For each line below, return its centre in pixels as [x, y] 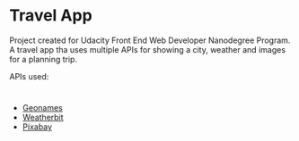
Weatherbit [43, 118]
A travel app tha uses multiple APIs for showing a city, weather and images [147, 49]
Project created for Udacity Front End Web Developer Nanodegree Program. [150, 40]
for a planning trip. [44, 59]
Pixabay [37, 127]
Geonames [42, 108]
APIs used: [29, 76]
